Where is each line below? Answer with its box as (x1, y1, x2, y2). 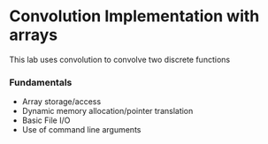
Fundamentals (9, 76, 73, 88)
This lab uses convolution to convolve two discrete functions (9, 54, 231, 64)
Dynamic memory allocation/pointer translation (21, 106, 194, 117)
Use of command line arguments (21, 125, 142, 135)
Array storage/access (21, 96, 102, 107)
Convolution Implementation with (9, 6, 260, 27)
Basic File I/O (21, 115, 71, 125)
